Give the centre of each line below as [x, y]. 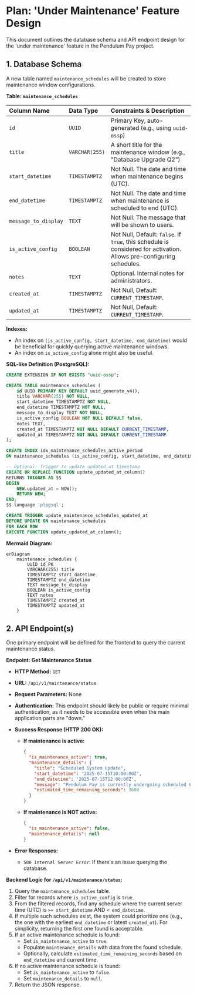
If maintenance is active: [54, 741]
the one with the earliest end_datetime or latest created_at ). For [91, 922]
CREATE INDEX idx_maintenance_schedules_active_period [74, 451]
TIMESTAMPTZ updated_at [56, 605]
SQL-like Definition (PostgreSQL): [48, 364]
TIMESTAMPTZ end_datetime [59, 580]
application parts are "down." [50, 718]
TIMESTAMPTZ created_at [56, 600]
